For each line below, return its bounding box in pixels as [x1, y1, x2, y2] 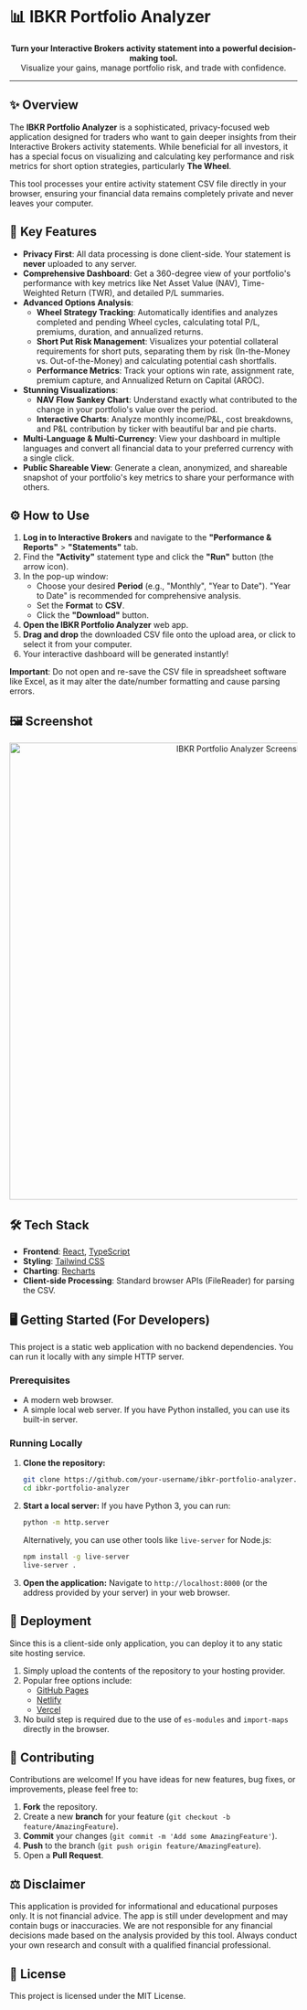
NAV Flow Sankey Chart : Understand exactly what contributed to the [36, 394, 298, 405]
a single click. [22, 452, 75, 463]
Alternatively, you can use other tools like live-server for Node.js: [22, 1535, 272, 1546]
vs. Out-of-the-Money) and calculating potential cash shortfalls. [36, 355, 277, 366]
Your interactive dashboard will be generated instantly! [22, 649, 229, 660]
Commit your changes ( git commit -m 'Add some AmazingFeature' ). [22, 1831, 278, 1842]
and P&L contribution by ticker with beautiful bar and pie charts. [36, 423, 277, 434]
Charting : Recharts [22, 1266, 96, 1276]
